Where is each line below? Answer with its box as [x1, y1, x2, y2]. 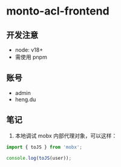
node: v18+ [15, 47, 44, 53]
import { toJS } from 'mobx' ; [6, 144, 83, 150]
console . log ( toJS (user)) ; [6, 155, 71, 161]
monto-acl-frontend [6, 4, 110, 18]
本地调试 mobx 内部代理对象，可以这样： [15, 132, 117, 139]
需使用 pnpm [15, 53, 47, 61]
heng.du [15, 96, 36, 103]
